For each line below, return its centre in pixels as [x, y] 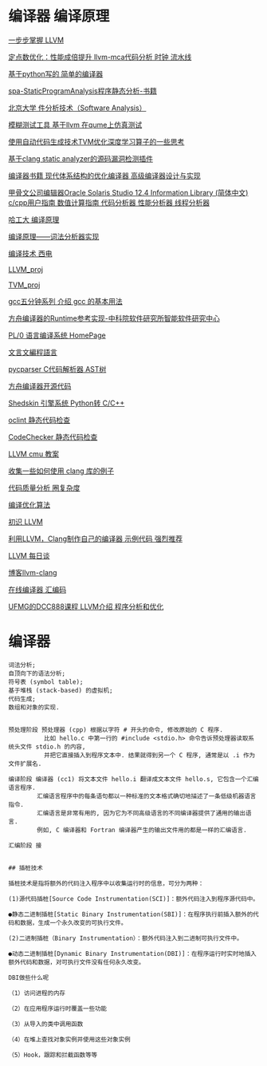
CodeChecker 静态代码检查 [53, 436]
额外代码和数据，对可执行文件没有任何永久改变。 [77, 962]
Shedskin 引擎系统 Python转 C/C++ [67, 403]
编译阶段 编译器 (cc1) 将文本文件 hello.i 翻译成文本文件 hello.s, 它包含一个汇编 [133, 779]
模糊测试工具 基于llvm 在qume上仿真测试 [75, 124]
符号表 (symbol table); [46, 682]
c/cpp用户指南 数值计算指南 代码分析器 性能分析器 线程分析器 [109, 202]
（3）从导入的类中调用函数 [46, 1024]
